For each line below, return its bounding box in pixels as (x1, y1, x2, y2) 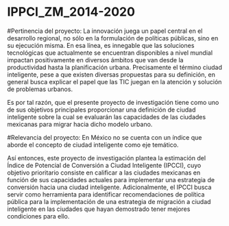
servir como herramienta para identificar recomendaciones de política (7, 190, 205, 199)
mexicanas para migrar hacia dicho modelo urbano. (7, 120, 153, 128)
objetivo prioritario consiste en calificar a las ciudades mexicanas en (7, 168, 201, 177)
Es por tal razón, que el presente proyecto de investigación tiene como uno (7, 98, 219, 106)
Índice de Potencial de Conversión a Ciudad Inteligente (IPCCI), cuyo (7, 161, 202, 169)
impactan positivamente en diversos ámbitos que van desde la (7, 55, 184, 64)
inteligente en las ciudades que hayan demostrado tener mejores (7, 205, 191, 213)
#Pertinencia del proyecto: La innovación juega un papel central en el (7, 27, 203, 35)
